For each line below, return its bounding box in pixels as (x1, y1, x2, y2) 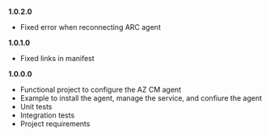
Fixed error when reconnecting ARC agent (19, 23, 162, 31)
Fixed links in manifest (19, 54, 95, 63)
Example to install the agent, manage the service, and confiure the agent (19, 93, 263, 103)
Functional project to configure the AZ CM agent (19, 84, 182, 94)
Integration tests (19, 110, 75, 120)
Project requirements (19, 119, 91, 128)
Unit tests (19, 102, 53, 111)
